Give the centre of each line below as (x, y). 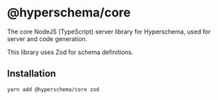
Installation (32, 74)
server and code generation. (47, 38)
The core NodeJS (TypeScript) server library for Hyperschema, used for (109, 32)
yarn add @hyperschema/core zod (53, 89)
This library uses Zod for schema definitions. (70, 52)
